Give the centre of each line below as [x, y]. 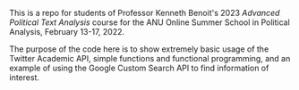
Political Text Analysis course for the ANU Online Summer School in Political [150, 22]
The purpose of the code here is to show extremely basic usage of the [139, 49]
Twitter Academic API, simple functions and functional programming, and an [150, 58]
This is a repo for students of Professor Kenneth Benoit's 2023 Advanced [145, 13]
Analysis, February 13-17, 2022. [67, 32]
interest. [25, 78]
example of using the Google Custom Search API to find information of [139, 68]
